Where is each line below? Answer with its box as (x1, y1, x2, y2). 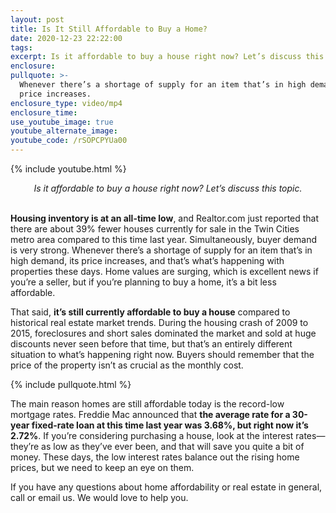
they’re (10, 441, 40, 452)
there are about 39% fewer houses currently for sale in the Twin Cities (10, 223, 300, 235)
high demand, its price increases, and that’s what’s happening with (10, 255, 285, 266)
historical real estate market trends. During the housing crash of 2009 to (10, 317, 309, 328)
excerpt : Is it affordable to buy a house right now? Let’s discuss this (10, 52, 325, 62)
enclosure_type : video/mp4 (10, 98, 123, 108)
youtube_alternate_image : (10, 126, 118, 136)
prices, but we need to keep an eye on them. (10, 462, 195, 473)
